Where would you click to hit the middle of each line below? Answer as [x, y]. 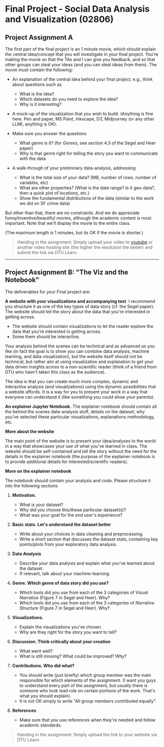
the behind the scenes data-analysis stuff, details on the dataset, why [75, 411]
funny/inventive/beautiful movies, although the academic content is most [78, 218]
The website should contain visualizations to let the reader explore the [83, 326]
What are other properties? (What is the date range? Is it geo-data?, [87, 188]
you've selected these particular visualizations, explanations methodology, [80, 417]
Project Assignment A [39, 37]
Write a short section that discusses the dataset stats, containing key [89, 539]
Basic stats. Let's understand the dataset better [61, 524]
